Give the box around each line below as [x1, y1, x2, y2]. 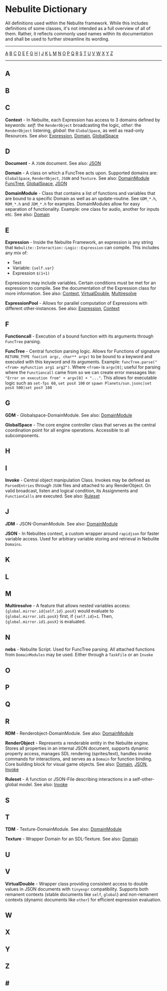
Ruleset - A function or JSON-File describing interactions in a [5, 776, 132, 782]
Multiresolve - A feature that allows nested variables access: [5, 603, 131, 609]
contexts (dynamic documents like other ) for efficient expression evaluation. [5, 897, 162, 903]
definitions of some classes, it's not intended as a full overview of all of [5, 25, 151, 31]
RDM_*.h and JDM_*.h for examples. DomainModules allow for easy [5, 201, 140, 207]
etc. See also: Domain [5, 211, 50, 218]
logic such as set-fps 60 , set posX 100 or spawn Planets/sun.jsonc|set [5, 380, 152, 386]
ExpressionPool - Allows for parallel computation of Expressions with [5, 300, 148, 306]
